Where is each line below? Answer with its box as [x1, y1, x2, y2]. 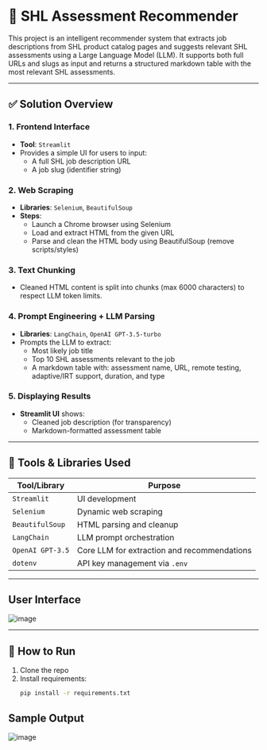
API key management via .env [76, 557, 188, 568]
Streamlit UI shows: [19, 409, 85, 418]
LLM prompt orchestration [76, 532, 175, 543]
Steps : [19, 210, 42, 221]
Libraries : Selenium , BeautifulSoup [19, 202, 133, 212]
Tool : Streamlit [19, 139, 72, 149]
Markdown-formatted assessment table [31, 425, 161, 435]
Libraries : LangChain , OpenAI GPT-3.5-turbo [19, 329, 161, 338]
